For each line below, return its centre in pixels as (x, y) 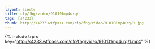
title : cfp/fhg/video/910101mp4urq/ (42, 14)
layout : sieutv (20, 9)
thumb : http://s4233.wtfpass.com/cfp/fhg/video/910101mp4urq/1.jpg (75, 23)
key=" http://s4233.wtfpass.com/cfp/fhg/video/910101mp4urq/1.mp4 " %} (78, 42)
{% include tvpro (22, 37)
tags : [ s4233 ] (19, 18)
